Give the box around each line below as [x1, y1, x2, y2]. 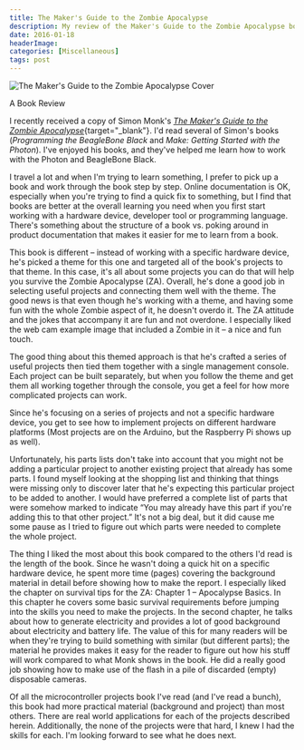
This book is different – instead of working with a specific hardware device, [9, 247, 290, 258]
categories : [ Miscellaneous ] [9, 47, 119, 56]
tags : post [9, 55, 51, 64]
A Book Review [9, 98, 66, 109]
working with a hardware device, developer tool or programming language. [9, 210, 289, 220]
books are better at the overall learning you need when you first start [9, 200, 266, 211]
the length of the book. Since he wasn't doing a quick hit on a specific [9, 559, 270, 569]
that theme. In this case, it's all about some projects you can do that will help [9, 267, 295, 277]
